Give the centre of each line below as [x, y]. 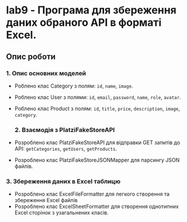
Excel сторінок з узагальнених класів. [62, 213]
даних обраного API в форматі [84, 22]
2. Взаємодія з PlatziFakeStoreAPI [65, 130]
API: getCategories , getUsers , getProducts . [66, 149]
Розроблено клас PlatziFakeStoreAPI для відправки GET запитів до [97, 143]
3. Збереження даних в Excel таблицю [63, 182]
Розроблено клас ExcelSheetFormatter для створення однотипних [97, 207]
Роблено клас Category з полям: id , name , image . [74, 86]
